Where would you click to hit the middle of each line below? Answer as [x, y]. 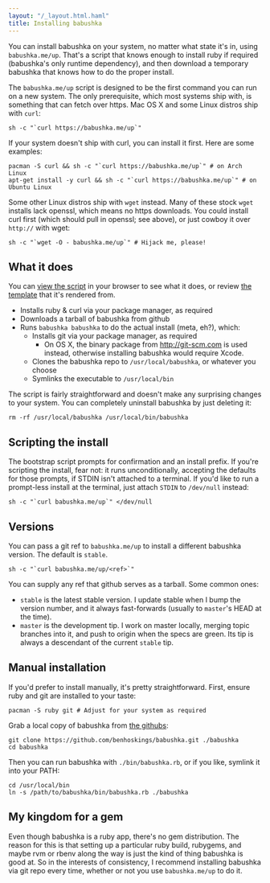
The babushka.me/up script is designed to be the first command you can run [133, 87]
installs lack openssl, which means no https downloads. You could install [129, 211]
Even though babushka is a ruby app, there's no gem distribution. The [124, 836]
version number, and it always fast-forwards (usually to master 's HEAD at [141, 608]
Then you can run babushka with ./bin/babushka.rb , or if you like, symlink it [134, 762]
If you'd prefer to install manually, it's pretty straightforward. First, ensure [129, 687]
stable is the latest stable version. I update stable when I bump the [130, 599]
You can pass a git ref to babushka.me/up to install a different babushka [125, 546]
